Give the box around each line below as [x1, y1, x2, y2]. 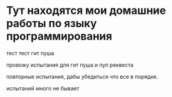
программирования [6, 30, 113, 43]
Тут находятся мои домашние [6, 4, 166, 18]
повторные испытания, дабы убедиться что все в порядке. [6, 73, 158, 80]
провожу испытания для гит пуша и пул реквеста [6, 61, 134, 69]
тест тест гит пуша [6, 49, 54, 56]
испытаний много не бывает [6, 84, 80, 92]
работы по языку [6, 16, 97, 30]
